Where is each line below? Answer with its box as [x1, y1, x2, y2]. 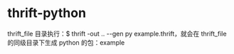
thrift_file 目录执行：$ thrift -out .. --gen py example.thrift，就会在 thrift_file [7, 29, 227, 38]
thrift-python [7, 5, 87, 21]
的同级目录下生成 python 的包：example [7, 38, 125, 47]
